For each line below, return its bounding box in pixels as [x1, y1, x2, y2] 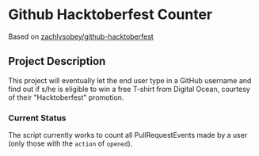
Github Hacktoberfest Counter [8, 6, 212, 24]
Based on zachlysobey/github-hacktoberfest [8, 32, 154, 41]
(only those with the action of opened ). [8, 139, 133, 148]
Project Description [8, 55, 106, 68]
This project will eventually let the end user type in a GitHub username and [8, 75, 252, 85]
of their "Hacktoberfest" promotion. [8, 93, 124, 102]
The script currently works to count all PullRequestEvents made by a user [8, 131, 248, 140]
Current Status [8, 112, 67, 124]
